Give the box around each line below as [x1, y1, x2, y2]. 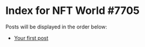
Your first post [13, 34, 49, 41]
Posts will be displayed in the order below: [5, 23, 108, 30]
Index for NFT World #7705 [5, 4, 140, 17]
